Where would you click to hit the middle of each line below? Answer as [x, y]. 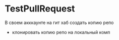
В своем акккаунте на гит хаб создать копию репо [59, 22]
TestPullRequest [40, 9]
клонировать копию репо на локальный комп [61, 32]
